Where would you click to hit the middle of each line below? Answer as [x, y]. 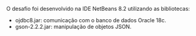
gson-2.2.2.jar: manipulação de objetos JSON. [73, 27]
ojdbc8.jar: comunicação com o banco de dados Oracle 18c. [90, 20]
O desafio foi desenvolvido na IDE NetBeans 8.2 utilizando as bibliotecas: [98, 9]
